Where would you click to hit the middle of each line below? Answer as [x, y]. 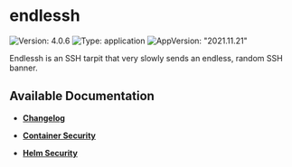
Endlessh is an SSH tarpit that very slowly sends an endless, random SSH [146, 58]
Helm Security [50, 153]
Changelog [44, 117]
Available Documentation [82, 96]
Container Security [59, 135]
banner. [24, 68]
